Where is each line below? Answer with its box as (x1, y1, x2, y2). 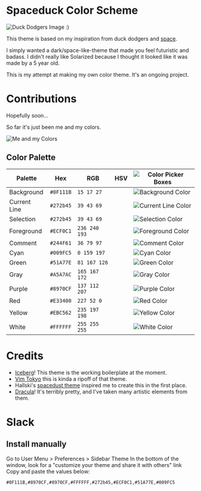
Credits (6, 349, 44, 363)
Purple (9, 284, 28, 293)
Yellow (9, 308, 28, 317)
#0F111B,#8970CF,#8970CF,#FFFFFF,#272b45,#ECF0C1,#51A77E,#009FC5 (6, 479, 175, 486)
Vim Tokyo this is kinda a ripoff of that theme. (14, 375, 127, 382)
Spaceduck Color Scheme (6, 4, 138, 17)
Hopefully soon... (6, 112, 49, 119)
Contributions (6, 92, 77, 106)
